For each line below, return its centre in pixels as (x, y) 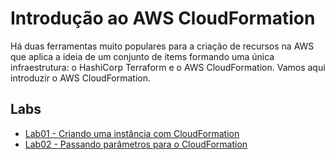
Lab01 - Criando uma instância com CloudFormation (132, 133)
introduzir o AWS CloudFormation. (81, 78)
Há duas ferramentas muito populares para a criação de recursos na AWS (162, 46)
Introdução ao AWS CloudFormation (163, 18)
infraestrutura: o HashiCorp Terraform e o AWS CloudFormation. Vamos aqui (168, 67)
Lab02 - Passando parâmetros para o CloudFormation (136, 144)
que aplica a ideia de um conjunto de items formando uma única (142, 56)
